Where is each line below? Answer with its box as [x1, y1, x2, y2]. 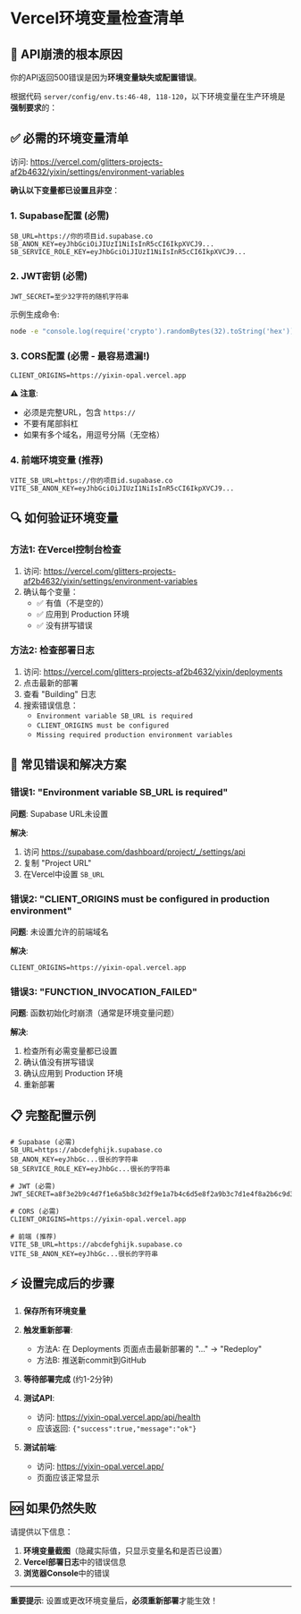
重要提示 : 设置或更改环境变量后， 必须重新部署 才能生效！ [10, 1594, 218, 1606]
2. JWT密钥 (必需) [10, 270, 88, 283]
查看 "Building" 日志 [22, 688, 96, 699]
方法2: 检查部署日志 [10, 644, 95, 657]
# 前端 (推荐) [10, 1232, 57, 1241]
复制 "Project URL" [22, 857, 92, 868]
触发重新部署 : [22, 1324, 73, 1335]
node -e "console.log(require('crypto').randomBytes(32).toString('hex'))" [10, 327, 298, 336]
